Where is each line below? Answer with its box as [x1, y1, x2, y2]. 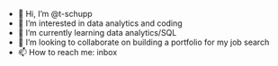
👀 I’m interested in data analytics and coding [17, 18, 183, 29]
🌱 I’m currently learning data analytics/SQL [17, 28, 177, 37]
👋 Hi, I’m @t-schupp [17, 9, 93, 19]
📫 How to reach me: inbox [17, 47, 118, 57]
